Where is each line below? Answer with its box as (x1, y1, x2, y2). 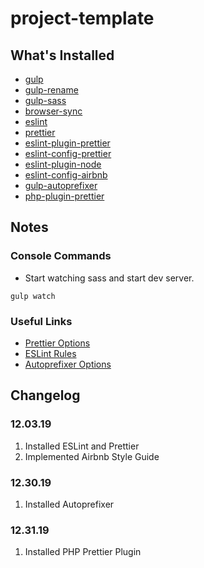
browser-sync (24, 105, 83, 117)
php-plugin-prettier (24, 190, 105, 202)
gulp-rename (24, 84, 79, 96)
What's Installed (10, 47, 115, 64)
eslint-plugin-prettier (24, 137, 111, 149)
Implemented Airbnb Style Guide (24, 450, 160, 462)
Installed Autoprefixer (24, 498, 115, 510)
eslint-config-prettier (24, 148, 112, 159)
